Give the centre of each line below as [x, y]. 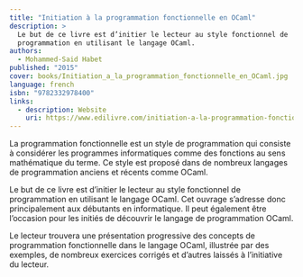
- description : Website [62, 110]
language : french [42, 85]
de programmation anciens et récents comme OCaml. [109, 173]
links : [22, 101]
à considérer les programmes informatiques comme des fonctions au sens [147, 153]
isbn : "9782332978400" [52, 93]
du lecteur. [29, 264]
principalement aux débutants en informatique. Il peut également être [138, 209]
